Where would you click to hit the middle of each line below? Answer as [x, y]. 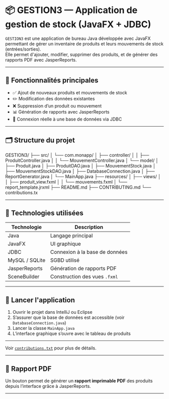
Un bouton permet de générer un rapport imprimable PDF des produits [79, 381]
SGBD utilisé [65, 260]
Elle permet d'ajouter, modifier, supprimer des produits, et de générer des [81, 54]
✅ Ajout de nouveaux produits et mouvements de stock [70, 92]
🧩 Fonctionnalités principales [52, 80]
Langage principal [71, 236]
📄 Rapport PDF [28, 368]
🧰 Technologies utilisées [45, 213]
